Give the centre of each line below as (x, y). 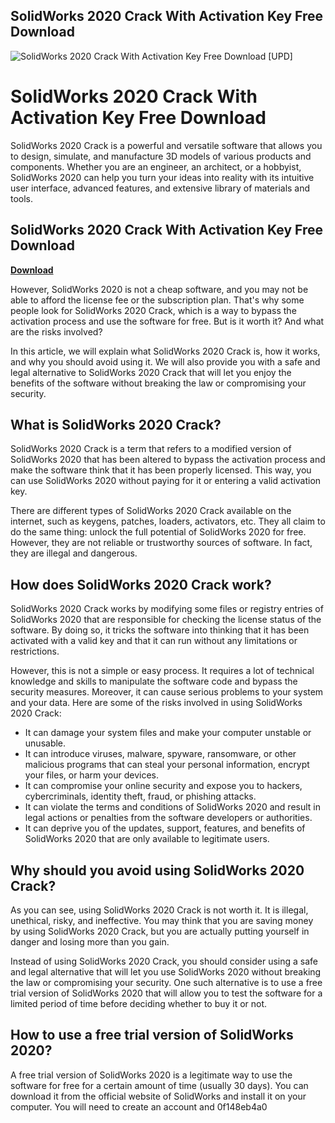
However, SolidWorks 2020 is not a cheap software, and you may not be (159, 289)
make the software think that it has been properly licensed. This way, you (161, 470)
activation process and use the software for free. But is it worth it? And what (167, 321)
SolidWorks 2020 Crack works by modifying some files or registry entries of (167, 609)
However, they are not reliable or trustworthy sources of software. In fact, (161, 543)
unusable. (45, 743)
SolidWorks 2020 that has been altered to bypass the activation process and (168, 460)
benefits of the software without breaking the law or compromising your (158, 383)
